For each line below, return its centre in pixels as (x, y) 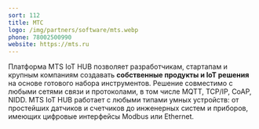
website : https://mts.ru (49, 45)
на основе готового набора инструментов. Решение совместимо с (120, 84)
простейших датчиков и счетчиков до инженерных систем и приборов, (128, 108)
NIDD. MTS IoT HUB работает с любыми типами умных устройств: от (124, 100)
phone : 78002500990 (40, 37)
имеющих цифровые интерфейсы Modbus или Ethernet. (101, 116)
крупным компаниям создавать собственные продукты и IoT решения (129, 75)
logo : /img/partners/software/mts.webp (73, 30)
